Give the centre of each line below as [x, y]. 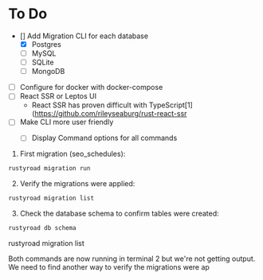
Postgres [46, 44]
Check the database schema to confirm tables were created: [119, 214]
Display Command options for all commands [104, 138]
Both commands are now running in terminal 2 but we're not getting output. [132, 259]
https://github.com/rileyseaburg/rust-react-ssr [111, 114]
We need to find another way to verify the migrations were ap [109, 267]
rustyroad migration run [49, 169]
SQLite [43, 62]
